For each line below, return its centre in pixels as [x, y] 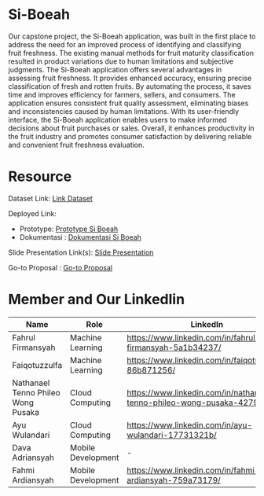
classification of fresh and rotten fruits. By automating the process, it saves [130, 86]
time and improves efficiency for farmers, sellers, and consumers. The [122, 94]
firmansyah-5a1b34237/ [174, 347]
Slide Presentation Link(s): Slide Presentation [81, 252]
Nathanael [31, 383]
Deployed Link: [32, 213]
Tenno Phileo [36, 392]
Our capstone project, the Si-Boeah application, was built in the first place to [132, 36]
